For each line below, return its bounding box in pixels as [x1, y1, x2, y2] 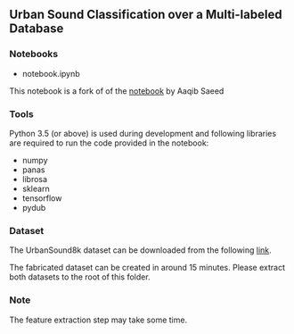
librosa [21, 173, 47, 184]
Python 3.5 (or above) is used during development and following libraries [9, 128, 277, 138]
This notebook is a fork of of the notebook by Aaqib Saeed [9, 85, 225, 96]
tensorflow [21, 192, 62, 204]
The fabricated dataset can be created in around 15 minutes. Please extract [9, 263, 286, 273]
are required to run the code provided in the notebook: [9, 138, 209, 148]
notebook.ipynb [21, 68, 80, 79]
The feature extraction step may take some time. [9, 314, 188, 325]
